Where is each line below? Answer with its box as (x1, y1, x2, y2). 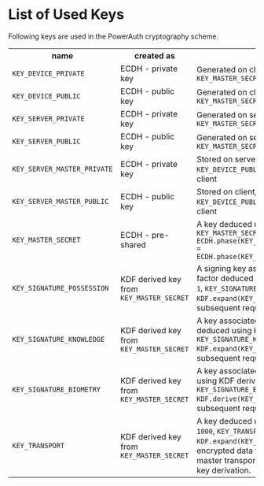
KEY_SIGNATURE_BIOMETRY (12, 384, 101, 394)
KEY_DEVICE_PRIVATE (12, 69, 85, 78)
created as (134, 50, 175, 61)
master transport (196, 454, 258, 466)
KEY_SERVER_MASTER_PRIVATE (12, 164, 113, 173)
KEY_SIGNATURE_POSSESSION (12, 284, 109, 292)
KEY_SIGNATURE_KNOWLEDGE (12, 335, 105, 343)
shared (120, 239, 147, 250)
